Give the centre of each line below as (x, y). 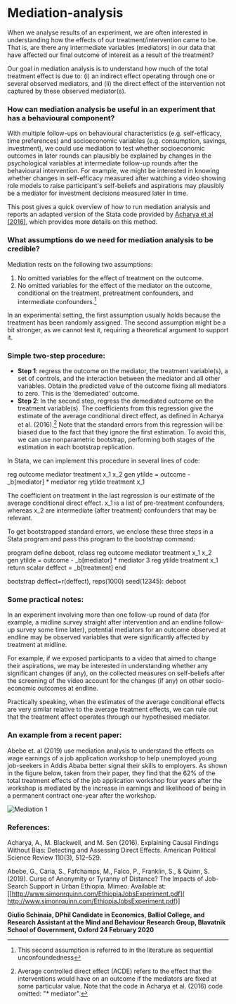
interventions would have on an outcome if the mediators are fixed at (117, 979)
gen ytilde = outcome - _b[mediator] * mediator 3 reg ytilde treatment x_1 (113, 560)
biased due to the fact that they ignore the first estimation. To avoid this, (122, 432)
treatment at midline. (37, 645)
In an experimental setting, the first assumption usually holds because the (114, 315)
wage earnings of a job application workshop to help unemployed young (112, 758)
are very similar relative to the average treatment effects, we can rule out (112, 710)
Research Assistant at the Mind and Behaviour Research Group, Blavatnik (117, 922)
